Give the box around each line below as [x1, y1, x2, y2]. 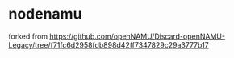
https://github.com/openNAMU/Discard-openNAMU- [49, 31, 226, 41]
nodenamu [8, 5, 82, 23]
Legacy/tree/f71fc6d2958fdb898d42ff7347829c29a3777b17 [8, 39, 210, 49]
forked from [8, 31, 48, 41]
